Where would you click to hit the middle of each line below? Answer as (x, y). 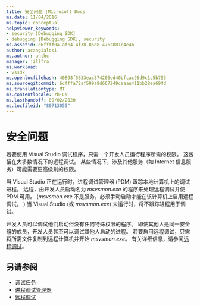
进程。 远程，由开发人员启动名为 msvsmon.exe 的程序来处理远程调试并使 (96, 189)
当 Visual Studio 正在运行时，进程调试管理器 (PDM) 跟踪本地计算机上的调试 (98, 182)
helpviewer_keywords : (33, 28)
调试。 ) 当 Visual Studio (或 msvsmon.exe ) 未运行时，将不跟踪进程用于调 (96, 204)
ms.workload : (22, 67)
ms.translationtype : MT (36, 89)
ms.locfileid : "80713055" (38, 105)
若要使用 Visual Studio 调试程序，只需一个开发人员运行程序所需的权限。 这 (97, 154)
